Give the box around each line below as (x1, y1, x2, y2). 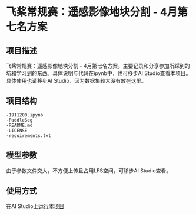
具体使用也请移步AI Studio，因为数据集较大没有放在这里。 (6, 77, 147, 84)
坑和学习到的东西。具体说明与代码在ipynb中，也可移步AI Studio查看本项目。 (6, 70, 191, 77)
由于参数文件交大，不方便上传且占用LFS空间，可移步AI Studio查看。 (6, 167, 172, 174)
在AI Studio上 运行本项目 (6, 203, 65, 210)
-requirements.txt (6, 132, 51, 139)
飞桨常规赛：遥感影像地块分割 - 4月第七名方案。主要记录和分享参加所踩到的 (6, 63, 190, 69)
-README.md (6, 122, 33, 128)
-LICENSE (6, 128, 28, 133)
